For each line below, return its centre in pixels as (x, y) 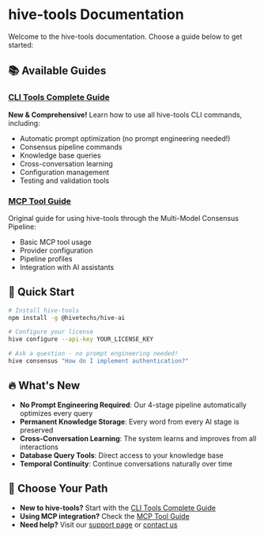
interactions (39, 447)
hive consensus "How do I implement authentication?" (99, 361)
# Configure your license (51, 332)
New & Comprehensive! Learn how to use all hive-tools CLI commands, (125, 114)
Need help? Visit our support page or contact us (98, 524)
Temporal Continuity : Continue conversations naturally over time (126, 463)
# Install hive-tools (44, 310)
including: (25, 123)
